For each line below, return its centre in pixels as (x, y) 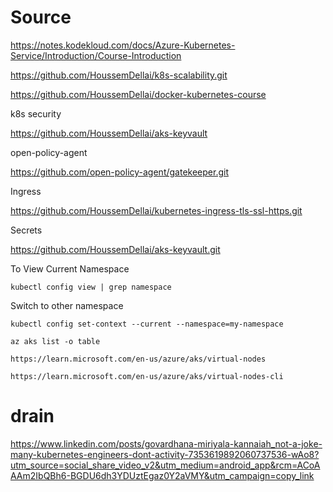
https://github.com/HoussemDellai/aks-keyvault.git (115, 249)
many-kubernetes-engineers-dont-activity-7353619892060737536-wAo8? (165, 454)
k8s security (36, 113)
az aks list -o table (55, 341)
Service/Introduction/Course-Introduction (96, 55)
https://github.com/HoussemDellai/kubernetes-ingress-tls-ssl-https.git (156, 210)
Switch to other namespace (67, 305)
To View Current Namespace (70, 268)
